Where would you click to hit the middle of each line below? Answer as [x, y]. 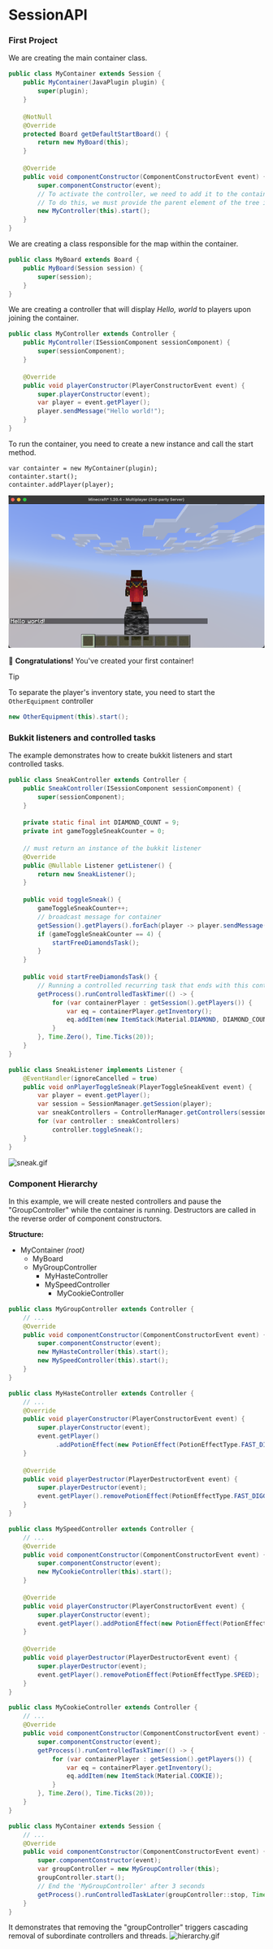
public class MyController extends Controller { [92, 334]
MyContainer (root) [52, 1250]
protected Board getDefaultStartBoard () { [96, 134]
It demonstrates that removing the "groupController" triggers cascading [128, 1927]
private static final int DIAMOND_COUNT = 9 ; [102, 823]
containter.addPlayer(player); [61, 484]
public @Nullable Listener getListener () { [98, 866]
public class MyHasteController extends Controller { [102, 1393]
